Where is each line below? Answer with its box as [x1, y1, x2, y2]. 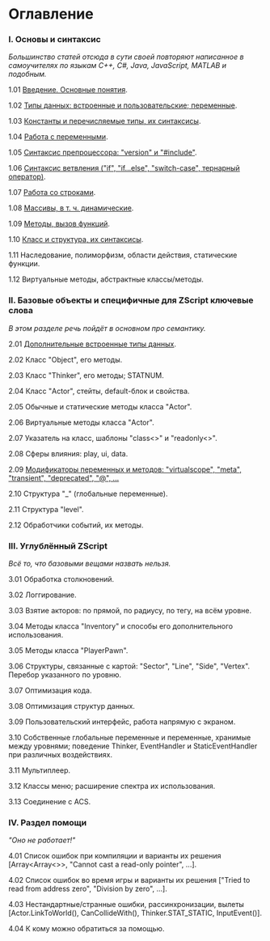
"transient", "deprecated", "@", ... [8, 473, 120, 482]
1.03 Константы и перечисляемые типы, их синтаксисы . [8, 117, 201, 126]
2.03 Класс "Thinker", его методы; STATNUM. [8, 370, 164, 380]
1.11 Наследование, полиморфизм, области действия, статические [8, 250, 238, 260]
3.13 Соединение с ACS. [8, 797, 91, 807]
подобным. [8, 70, 47, 79]
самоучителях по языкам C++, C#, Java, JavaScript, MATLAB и [8, 61, 226, 70]
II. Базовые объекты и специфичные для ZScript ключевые [8, 295, 254, 306]
